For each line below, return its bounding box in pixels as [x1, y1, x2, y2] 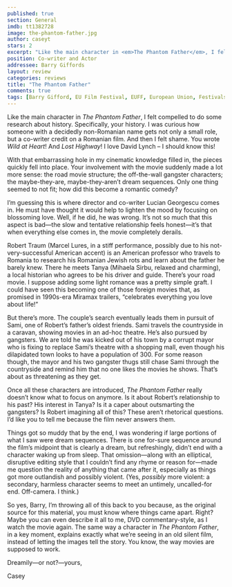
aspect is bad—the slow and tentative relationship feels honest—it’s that [7, 221, 213, 228]
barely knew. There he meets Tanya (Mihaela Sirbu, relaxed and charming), [7, 264, 221, 271]
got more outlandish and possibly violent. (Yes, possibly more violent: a [7, 473, 211, 481]
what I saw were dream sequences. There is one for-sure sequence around [7, 436, 222, 444]
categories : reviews [7, 74, 67, 82]
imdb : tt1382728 [7, 23, 54, 30]
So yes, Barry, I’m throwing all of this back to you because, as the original [7, 501, 216, 509]
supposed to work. [7, 545, 61, 553]
